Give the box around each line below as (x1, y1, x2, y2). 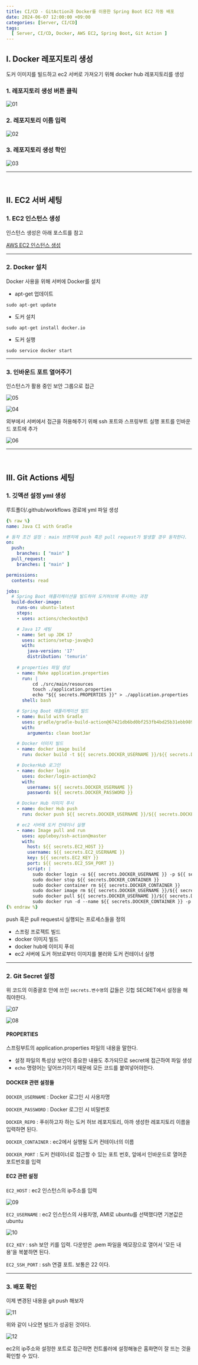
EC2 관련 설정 (6, 1173, 38, 1180)
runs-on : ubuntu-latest (16, 605, 75, 611)
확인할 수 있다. (6, 1353, 39, 1360)
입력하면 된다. (6, 1126, 38, 1133)
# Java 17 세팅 (16, 626, 52, 632)
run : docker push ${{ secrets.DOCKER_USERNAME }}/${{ (21, 811, 157, 817)
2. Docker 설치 (6, 263, 47, 271)
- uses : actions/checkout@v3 (16, 616, 88, 621)
